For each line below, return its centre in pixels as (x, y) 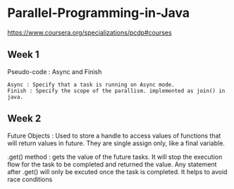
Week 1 (23, 55)
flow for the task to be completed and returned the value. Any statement (112, 164)
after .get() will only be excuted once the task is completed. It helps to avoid (117, 171)
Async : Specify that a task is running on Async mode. (91, 85)
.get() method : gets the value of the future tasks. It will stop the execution (115, 157)
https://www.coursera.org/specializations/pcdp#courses (90, 32)
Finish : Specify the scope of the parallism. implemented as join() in (116, 91)
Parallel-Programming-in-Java (99, 13)
